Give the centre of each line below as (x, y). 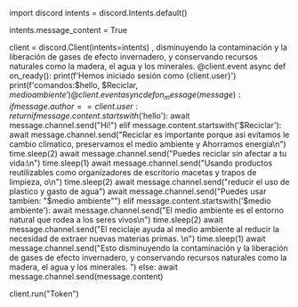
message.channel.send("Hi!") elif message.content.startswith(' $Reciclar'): (145, 125)
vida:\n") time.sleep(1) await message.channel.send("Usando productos (141, 163)
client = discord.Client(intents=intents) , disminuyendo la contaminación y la (148, 47)
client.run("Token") (44, 294)
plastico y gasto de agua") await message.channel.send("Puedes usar (138, 191)
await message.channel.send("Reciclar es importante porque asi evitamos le (149, 134)
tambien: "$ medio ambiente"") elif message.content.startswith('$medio (140, 200)
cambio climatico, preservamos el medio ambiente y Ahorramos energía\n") (148, 144)
